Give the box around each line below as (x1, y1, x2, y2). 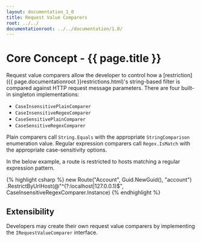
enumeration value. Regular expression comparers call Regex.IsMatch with (6, 140, 191, 147)
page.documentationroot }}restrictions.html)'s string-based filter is (14, 78, 180, 85)
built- (180, 84, 195, 92)
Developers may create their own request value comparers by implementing (6, 223, 195, 229)
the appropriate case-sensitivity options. (6, 146, 107, 154)
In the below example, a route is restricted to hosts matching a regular (6, 158, 180, 165)
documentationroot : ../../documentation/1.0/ (6, 25, 123, 32)
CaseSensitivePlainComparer (14, 116, 86, 123)
